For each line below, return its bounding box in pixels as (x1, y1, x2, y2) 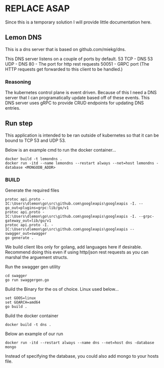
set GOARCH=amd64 (5, 300, 41, 305)
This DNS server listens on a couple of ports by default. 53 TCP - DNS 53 (5, 56, 153, 62)
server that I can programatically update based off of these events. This (5, 95, 150, 101)
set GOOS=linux (5, 296, 36, 301)
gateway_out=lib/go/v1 (5, 218, 51, 223)
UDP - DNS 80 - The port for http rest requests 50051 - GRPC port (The (5, 61, 149, 67)
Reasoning (5, 78, 31, 85)
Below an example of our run (5, 331, 64, 337)
